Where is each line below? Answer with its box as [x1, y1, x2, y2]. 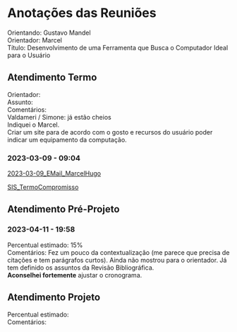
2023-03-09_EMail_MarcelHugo [7, 169, 101, 178]
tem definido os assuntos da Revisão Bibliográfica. [7, 263, 154, 272]
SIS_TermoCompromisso [7, 183, 79, 192]
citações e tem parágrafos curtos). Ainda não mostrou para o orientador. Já [7, 256, 227, 264]
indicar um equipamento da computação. [7, 135, 127, 144]
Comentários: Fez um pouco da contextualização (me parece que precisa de [7, 248, 230, 256]
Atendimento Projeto [7, 292, 101, 304]
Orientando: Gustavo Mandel [7, 28, 91, 37]
